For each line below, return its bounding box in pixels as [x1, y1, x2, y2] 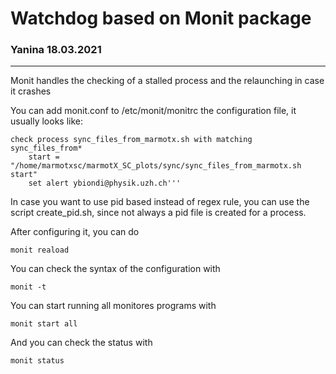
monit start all [10, 319, 78, 329]
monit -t [10, 282, 47, 292]
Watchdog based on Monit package [10, 7, 312, 30]
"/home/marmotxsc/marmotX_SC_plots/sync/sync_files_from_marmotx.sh [10, 161, 302, 171]
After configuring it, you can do [10, 226, 140, 238]
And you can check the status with [10, 337, 153, 349]
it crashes [10, 85, 52, 97]
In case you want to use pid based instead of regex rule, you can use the [10, 196, 310, 208]
